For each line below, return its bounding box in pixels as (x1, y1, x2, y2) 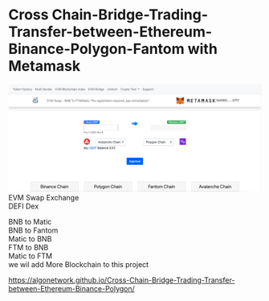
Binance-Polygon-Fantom (8, 40, 185, 58)
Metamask (8, 57, 81, 76)
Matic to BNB (8, 234, 52, 244)
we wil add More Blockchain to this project (8, 260, 149, 270)
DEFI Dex (8, 201, 39, 211)
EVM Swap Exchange (8, 193, 79, 203)
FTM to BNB (8, 243, 49, 253)
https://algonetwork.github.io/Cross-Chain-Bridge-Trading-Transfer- (8, 275, 235, 285)
